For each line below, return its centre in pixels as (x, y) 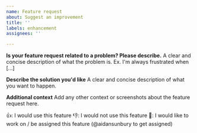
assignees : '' (24, 34)
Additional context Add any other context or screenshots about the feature (98, 98)
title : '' (18, 22)
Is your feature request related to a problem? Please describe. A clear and (99, 56)
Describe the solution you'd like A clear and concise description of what (96, 80)
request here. (23, 103)
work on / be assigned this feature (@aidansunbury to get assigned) (90, 124)
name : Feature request (34, 12)
